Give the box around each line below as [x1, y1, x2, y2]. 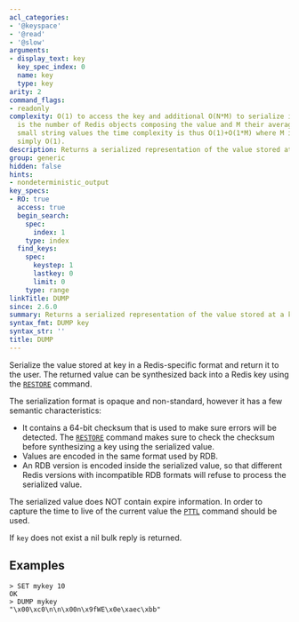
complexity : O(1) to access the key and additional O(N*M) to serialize [9, 112, 285, 121]
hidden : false [9, 162, 62, 171]
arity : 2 [9, 87, 42, 96]
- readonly [9, 104, 50, 113]
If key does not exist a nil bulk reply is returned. [9, 532, 182, 543]
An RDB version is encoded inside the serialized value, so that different [21, 459, 283, 471]
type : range [25, 285, 69, 294]
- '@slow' [9, 37, 46, 47]
